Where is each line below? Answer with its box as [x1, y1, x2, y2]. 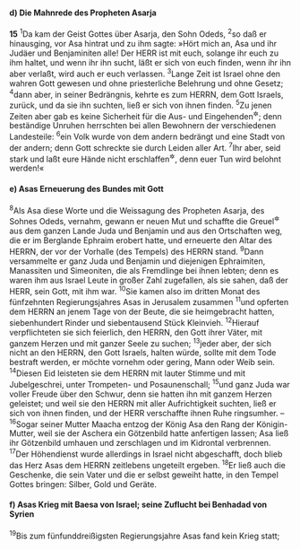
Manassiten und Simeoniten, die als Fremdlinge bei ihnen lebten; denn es [9, 265, 279, 275]
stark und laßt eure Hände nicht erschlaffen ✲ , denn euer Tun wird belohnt [9, 152, 282, 164]
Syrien [9, 509, 35, 519]
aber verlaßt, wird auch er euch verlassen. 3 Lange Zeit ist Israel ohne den [9, 66, 280, 79]
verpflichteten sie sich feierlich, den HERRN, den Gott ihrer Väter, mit [9, 327, 262, 337]
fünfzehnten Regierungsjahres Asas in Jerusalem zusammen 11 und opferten [9, 295, 289, 307]
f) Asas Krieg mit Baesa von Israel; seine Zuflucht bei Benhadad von [9, 499, 267, 511]
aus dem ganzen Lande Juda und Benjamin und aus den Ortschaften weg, [9, 225, 283, 236]
